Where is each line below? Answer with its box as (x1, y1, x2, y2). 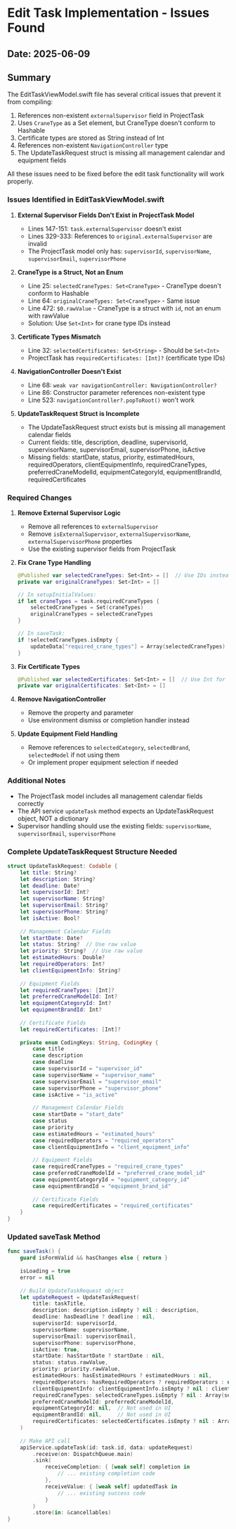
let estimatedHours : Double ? (20, 954, 105, 961)
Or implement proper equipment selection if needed (27, 758, 178, 767)
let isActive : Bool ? (20, 915, 80, 922)
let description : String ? (20, 876, 96, 883)
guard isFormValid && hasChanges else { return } (20, 1254, 169, 1262)
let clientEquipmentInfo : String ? (20, 967, 121, 974)
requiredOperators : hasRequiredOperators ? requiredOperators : (32, 1379, 225, 1386)
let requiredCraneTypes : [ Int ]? (20, 987, 114, 994)
